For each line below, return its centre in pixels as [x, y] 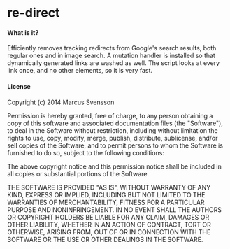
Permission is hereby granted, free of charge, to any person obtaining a [110, 115]
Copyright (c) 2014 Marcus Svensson [61, 102]
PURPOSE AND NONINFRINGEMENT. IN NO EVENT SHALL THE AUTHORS [115, 209]
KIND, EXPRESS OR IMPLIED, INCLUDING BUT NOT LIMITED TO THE [106, 194]
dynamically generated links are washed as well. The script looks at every [114, 63]
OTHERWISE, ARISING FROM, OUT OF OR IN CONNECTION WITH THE [109, 232]
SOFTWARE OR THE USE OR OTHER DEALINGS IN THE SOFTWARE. [105, 239]
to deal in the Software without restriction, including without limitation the [113, 130]
